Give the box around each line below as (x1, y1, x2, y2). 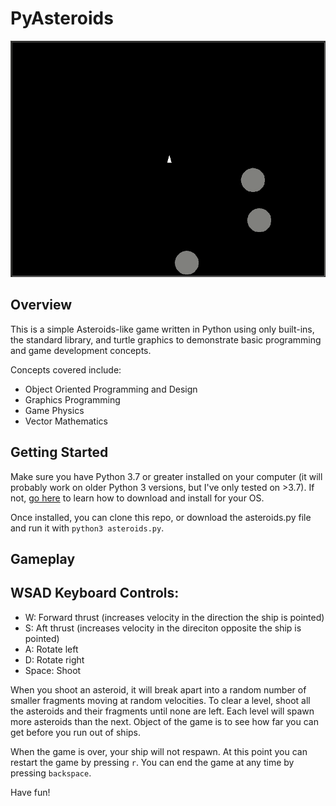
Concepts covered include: (10, 363, 122, 376)
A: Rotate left (24, 643, 79, 655)
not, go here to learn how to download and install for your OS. (10, 492, 265, 504)
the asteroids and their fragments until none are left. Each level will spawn (10, 705, 315, 717)
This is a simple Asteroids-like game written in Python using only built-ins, (10, 323, 315, 335)
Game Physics (24, 404, 85, 416)
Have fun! (10, 786, 51, 798)
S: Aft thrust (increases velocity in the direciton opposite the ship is (24, 622, 302, 634)
